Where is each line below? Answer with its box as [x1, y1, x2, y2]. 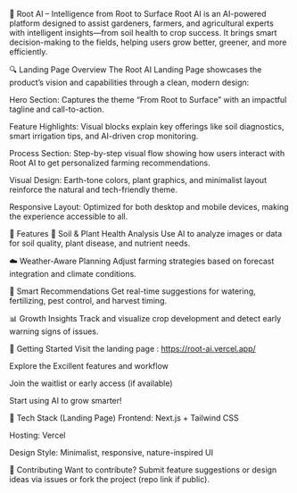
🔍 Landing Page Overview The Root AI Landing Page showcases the [9, 64, 262, 75]
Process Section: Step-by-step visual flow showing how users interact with [9, 148, 285, 158]
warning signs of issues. [9, 326, 99, 337]
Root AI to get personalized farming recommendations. [9, 157, 211, 168]
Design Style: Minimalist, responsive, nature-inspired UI [9, 447, 214, 457]
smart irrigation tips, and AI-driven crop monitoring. [9, 130, 199, 141]
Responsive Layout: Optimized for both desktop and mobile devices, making [9, 202, 289, 212]
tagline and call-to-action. [9, 104, 104, 114]
